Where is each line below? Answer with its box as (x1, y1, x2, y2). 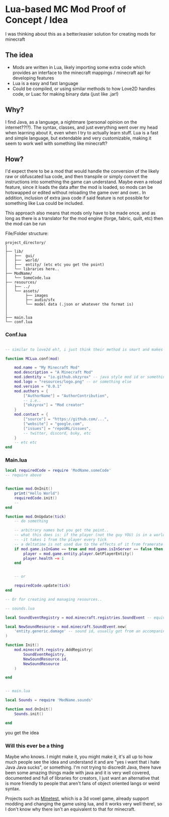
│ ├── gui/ (5, 253, 35, 259)
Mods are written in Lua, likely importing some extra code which (12, 64, 146, 70)
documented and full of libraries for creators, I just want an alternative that (5, 775, 159, 781)
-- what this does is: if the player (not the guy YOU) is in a (14, 533, 152, 538)
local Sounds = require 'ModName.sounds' (5, 698, 94, 703)
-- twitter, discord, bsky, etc (23, 430, 92, 436)
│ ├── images (5, 293, 49, 298)
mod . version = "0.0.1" (14, 384, 62, 389)
